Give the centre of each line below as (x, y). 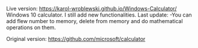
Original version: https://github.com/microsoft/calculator (76, 39)
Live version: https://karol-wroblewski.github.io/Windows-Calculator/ (91, 9)
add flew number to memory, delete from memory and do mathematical (94, 21)
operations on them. (31, 27)
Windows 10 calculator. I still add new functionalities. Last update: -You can (99, 15)
